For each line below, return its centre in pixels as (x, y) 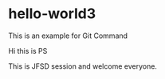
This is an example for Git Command (68, 36)
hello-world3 (52, 14)
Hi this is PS (28, 51)
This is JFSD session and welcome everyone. (83, 66)
